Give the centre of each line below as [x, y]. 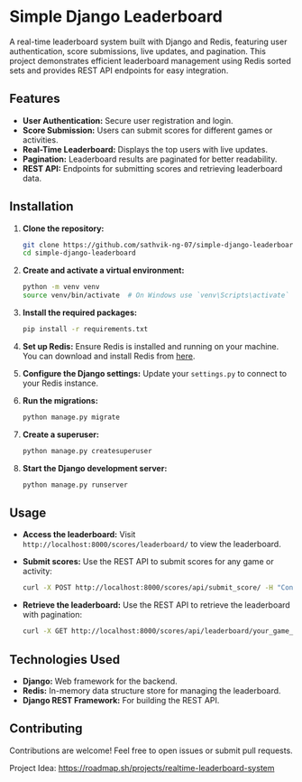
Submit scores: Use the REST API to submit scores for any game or [148, 562]
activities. [40, 140]
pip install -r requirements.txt [85, 330]
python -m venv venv [61, 287]
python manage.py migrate [71, 417]
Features [35, 99]
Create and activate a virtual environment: [103, 270]
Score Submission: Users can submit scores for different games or [147, 130]
